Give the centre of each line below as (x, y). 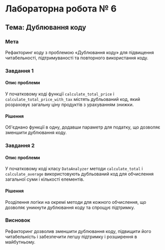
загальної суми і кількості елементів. (45, 179)
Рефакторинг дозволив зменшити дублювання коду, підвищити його (78, 231)
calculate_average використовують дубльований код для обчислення (79, 174)
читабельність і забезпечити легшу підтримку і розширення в (71, 236)
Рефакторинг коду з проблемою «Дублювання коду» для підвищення (79, 52)
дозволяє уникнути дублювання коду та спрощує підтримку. (70, 207)
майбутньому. (20, 242)
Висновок (18, 220)
